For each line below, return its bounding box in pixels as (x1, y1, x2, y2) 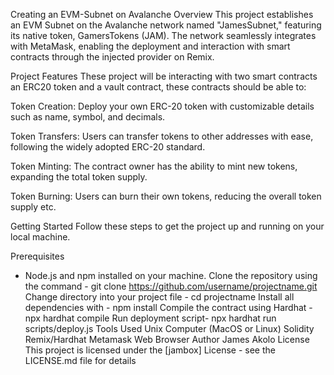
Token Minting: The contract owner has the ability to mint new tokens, (10, 160, 298, 172)
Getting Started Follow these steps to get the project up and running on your (10, 220, 325, 232)
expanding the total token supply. (10, 171, 148, 183)
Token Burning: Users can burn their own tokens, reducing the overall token (10, 190, 322, 202)
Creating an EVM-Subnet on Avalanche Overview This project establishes (10, 9, 314, 20)
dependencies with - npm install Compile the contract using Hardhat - (24, 302, 313, 313)
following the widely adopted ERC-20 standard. (10, 141, 206, 153)
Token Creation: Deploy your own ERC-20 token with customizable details (10, 100, 315, 112)
